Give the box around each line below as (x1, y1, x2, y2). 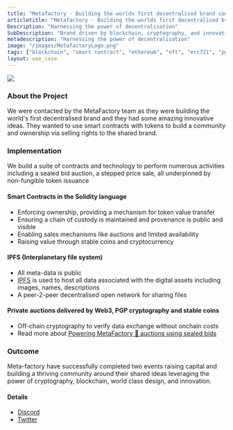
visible (17, 222, 36, 231)
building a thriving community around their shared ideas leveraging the (7, 370, 210, 378)
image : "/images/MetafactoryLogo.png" (7, 42, 119, 49)
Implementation (7, 146, 62, 156)
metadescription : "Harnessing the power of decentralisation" (7, 36, 191, 43)
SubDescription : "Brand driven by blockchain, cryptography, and (7, 29, 200, 37)
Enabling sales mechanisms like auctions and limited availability (17, 230, 199, 238)
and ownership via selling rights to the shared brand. (7, 129, 158, 137)
